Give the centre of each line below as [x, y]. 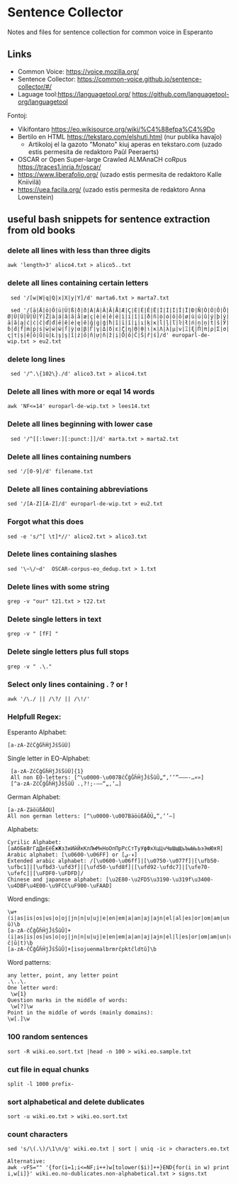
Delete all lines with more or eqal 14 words [81, 391]
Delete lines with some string [58, 586]
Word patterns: [29, 963]
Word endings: [29, 899]
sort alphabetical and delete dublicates [76, 1102]
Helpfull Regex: [34, 716]
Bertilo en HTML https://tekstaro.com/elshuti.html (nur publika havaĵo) [120, 136]
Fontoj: [17, 115]
